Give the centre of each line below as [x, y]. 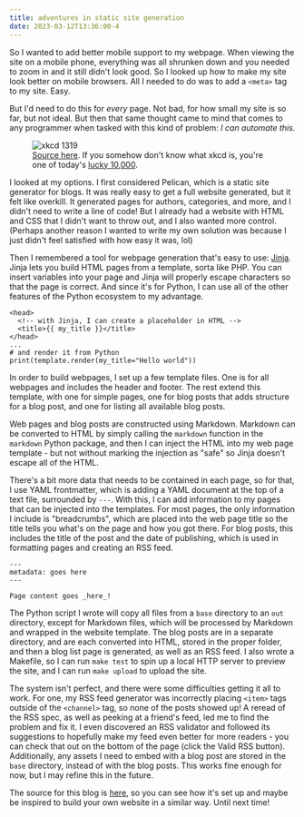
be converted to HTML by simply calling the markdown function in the [137, 433]
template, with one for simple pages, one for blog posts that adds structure [150, 397]
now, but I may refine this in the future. [82, 775]
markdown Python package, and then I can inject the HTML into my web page [152, 443]
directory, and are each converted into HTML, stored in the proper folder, [146, 642]
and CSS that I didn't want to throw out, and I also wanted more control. [143, 221]
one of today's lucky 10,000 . [85, 164]
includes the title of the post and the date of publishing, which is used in [144, 537]
